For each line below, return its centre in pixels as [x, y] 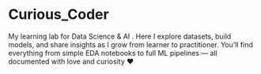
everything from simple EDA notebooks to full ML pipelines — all [113, 53]
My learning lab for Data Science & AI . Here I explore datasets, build [120, 36]
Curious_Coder [59, 15]
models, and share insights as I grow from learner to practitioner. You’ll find [130, 44]
